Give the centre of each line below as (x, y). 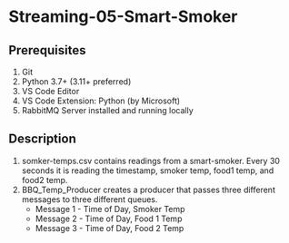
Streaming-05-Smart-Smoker (123, 17)
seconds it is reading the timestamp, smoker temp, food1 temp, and (148, 170)
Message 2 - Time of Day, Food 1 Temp (109, 219)
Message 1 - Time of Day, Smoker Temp (110, 209)
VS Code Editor (50, 91)
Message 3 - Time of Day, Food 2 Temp (110, 228)
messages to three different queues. (90, 199)
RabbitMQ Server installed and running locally (108, 110)
